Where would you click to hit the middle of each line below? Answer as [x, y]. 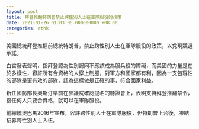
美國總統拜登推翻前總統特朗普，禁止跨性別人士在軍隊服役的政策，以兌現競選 [99, 46]
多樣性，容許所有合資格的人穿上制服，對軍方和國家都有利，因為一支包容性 [102, 73]
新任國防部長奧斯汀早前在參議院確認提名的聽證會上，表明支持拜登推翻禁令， [99, 93]
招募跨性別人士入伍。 [32, 120]
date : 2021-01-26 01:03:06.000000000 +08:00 [62, 22]
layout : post [22, 12]
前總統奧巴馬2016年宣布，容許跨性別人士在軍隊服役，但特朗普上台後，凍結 [98, 113]
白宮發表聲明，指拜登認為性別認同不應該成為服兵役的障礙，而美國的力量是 [97, 66]
